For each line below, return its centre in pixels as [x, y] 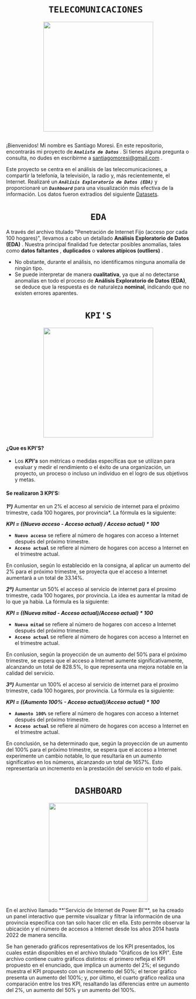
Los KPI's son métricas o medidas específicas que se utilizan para [95, 461]
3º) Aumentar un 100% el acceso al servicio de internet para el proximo [92, 684]
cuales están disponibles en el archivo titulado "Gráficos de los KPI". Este [94, 952]
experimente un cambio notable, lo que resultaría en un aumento [84, 756]
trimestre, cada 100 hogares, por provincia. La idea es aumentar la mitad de [97, 595]
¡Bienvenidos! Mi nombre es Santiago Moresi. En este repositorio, [85, 145]
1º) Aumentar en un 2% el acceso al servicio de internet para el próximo [93, 506]
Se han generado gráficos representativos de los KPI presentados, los [90, 946]
